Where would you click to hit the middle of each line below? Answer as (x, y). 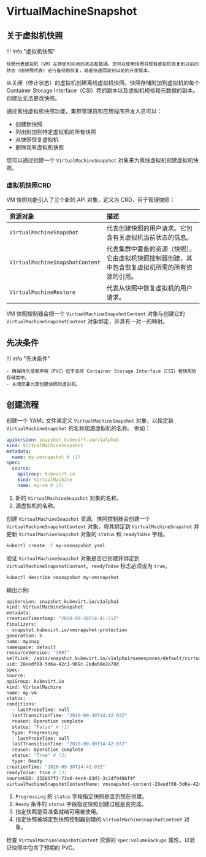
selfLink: (19, 659)
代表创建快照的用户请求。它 (147, 228)
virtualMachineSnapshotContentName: (53, 784)
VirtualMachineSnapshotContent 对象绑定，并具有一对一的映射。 (87, 321)
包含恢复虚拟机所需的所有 (150, 267)
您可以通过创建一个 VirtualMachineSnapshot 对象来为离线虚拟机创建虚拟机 (100, 160)
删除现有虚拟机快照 (40, 147)
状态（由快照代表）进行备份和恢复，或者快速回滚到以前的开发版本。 (79, 71)
